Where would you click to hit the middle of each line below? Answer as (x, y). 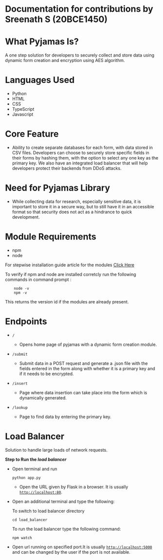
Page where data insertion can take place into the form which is (83, 392)
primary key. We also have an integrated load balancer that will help (80, 163)
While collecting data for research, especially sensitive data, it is (76, 201)
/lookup (20, 408)
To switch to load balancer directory (48, 511)
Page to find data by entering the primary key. (65, 417)
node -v (21, 288)
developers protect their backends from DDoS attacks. (67, 168)
